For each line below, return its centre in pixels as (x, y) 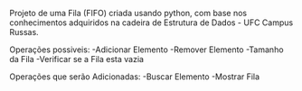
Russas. (24, 32)
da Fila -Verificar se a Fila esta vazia (77, 59)
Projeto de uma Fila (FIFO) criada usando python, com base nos (128, 13)
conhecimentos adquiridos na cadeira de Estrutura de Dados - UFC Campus (151, 23)
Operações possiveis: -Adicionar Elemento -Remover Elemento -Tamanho (146, 50)
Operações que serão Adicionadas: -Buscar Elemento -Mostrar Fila (135, 77)
